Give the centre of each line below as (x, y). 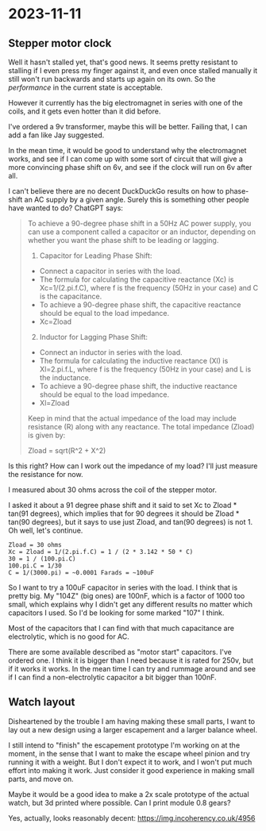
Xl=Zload (54, 403)
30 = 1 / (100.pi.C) (42, 559)
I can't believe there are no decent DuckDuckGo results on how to (116, 191)
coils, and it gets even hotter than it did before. (85, 111)
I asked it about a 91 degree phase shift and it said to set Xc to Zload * (123, 505)
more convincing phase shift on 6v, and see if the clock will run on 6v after (130, 167)
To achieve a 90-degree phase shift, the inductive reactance (139, 386)
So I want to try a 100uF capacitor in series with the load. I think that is (123, 587)
